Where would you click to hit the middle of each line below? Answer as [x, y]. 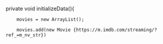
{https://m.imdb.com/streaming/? [115, 30]
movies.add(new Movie [43, 30]
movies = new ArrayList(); [50, 20]
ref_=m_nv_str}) [26, 35]
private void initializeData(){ [40, 9]
